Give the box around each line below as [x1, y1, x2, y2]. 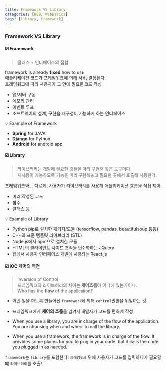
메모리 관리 [12, 98, 34, 104]
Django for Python [12, 135, 51, 142]
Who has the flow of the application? [17, 288, 93, 294]
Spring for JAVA [12, 130, 46, 136]
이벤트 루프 [12, 104, 34, 110]
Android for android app [12, 141, 63, 147]
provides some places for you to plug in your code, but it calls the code [12, 338, 159, 344]
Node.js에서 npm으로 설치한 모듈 [12, 238, 78, 244]
